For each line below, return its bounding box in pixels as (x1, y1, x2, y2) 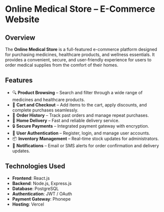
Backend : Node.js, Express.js (12, 180, 72, 186)
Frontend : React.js (12, 175, 50, 181)
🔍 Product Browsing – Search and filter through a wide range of (12, 89, 143, 95)
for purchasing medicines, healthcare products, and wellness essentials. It (5, 52, 155, 57)
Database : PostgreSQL (12, 185, 59, 191)
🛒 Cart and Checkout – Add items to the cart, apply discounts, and (12, 102, 147, 107)
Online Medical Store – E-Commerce (5, 3, 155, 15)
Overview (5, 33, 36, 42)
